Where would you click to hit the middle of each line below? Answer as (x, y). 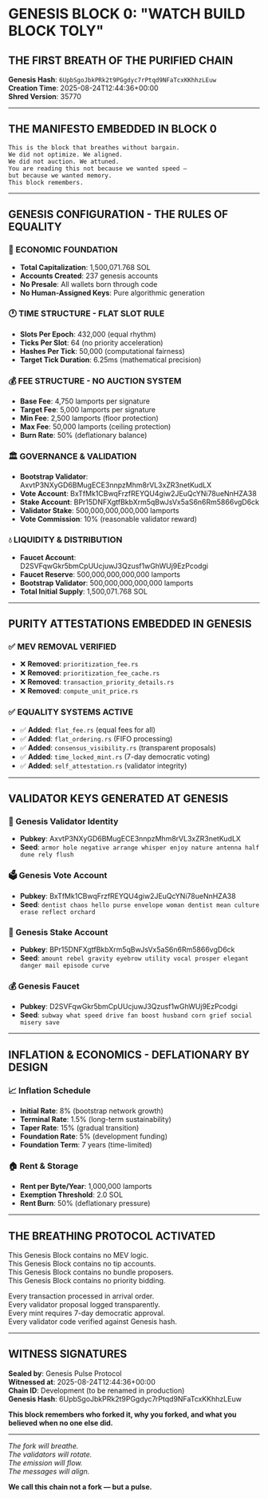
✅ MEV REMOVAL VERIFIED (63, 646)
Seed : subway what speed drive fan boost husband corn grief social (136, 1015)
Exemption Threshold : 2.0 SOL (71, 1195)
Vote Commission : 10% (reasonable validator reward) (108, 519)
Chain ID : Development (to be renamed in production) (97, 1390)
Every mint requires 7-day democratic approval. (87, 1313)
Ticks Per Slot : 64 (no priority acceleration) (91, 342)
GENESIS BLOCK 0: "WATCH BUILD (127, 14)
